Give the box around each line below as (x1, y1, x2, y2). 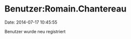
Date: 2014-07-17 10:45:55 (4, 19, 58, 25)
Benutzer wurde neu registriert (4, 28, 66, 34)
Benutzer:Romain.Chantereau (4, 3, 127, 14)
